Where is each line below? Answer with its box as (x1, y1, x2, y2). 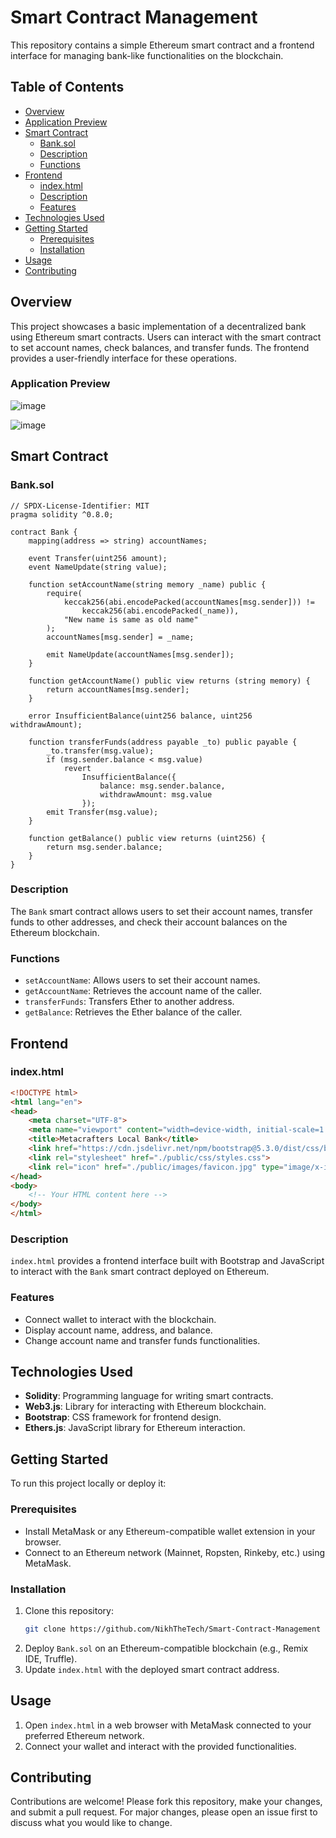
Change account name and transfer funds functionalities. (24, 1334, 261, 1346)
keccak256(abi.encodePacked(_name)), (81, 606, 240, 616)
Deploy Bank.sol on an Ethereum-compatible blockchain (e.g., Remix (24, 1642, 309, 1654)
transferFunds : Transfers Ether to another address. (24, 996, 235, 1008)
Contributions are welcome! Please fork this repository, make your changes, (10, 1796, 323, 1808)
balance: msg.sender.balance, (99, 781, 226, 791)
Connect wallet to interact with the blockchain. (24, 1313, 217, 1325)
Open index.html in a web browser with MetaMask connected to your (24, 1719, 312, 1731)
